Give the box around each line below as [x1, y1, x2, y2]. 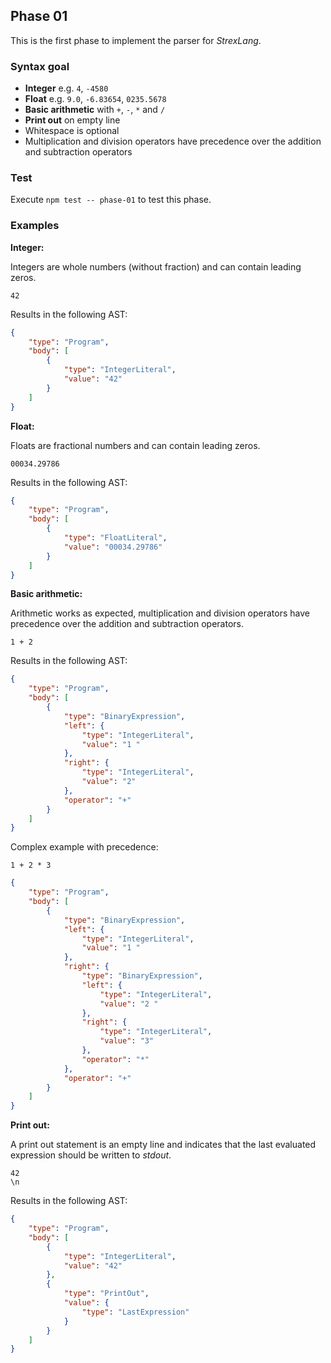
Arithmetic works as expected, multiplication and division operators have [10, 607, 310, 619]
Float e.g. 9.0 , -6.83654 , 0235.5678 [24, 93, 167, 105]
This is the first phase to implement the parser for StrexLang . [10, 34, 262, 46]
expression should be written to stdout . [10, 1149, 172, 1161]
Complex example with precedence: [10, 841, 159, 853]
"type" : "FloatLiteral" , [63, 533, 168, 543]
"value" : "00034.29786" [63, 542, 163, 552]
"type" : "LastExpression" [81, 1307, 190, 1317]
